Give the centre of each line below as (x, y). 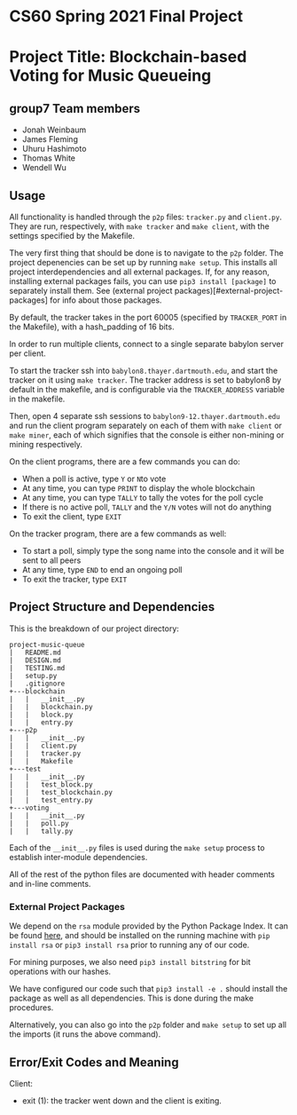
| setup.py (33, 676)
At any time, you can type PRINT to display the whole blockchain (138, 488)
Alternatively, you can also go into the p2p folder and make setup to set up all (148, 1025)
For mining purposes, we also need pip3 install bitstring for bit (130, 962)
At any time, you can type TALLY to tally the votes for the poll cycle (143, 498)
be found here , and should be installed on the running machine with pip (140, 936)
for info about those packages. (106, 300)
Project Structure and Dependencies (112, 607)
